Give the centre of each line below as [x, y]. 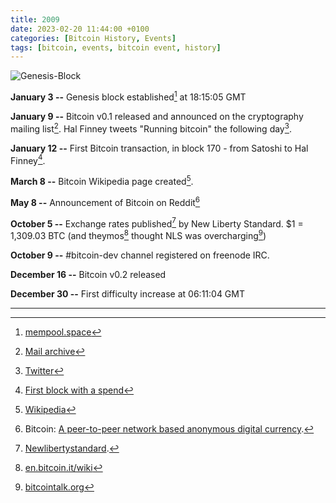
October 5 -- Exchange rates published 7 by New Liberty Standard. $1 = [157, 223]
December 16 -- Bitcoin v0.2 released [88, 274]
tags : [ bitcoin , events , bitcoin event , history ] [116, 47]
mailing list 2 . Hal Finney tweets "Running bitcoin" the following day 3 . [151, 128]
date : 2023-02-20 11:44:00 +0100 [80, 29]
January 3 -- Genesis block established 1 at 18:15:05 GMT [128, 96]
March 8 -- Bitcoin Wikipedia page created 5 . [102, 180]
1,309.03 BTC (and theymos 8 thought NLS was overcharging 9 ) [138, 234]
